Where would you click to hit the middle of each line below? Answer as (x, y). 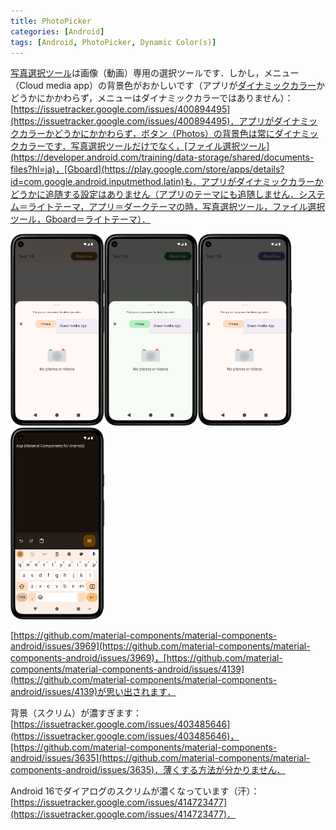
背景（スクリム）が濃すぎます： (76, 712)
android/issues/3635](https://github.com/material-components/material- (160, 757)
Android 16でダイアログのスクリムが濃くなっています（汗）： (135, 791)
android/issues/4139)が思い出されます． (93, 691)
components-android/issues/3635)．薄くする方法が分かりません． (148, 769)
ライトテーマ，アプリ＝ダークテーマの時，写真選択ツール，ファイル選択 (176, 207)
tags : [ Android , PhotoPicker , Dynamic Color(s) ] (113, 42)
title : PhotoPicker (51, 21)
